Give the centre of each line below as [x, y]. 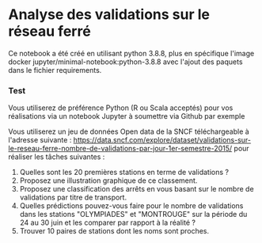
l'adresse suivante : [40, 140]
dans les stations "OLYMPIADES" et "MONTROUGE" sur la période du [133, 215]
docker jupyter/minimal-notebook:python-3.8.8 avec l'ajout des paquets [125, 62]
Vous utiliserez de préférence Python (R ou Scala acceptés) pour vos [121, 108]
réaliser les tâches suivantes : [57, 157]
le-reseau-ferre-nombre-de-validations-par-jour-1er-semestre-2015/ [120, 149]
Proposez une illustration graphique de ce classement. [108, 180]
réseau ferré [49, 31]
